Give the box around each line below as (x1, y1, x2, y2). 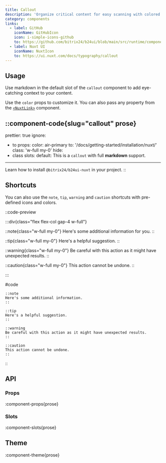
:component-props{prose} (5, 401, 59, 407)
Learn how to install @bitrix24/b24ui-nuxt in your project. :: (5, 167, 126, 172)
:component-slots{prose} (5, 424, 57, 430)
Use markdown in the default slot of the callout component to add (5, 85, 141, 91)
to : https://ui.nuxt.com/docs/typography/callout (14, 53, 119, 58)
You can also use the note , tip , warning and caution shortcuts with (5, 194, 141, 200)
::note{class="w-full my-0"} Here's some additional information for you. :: (5, 228, 155, 234)
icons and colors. (22, 199, 57, 206)
